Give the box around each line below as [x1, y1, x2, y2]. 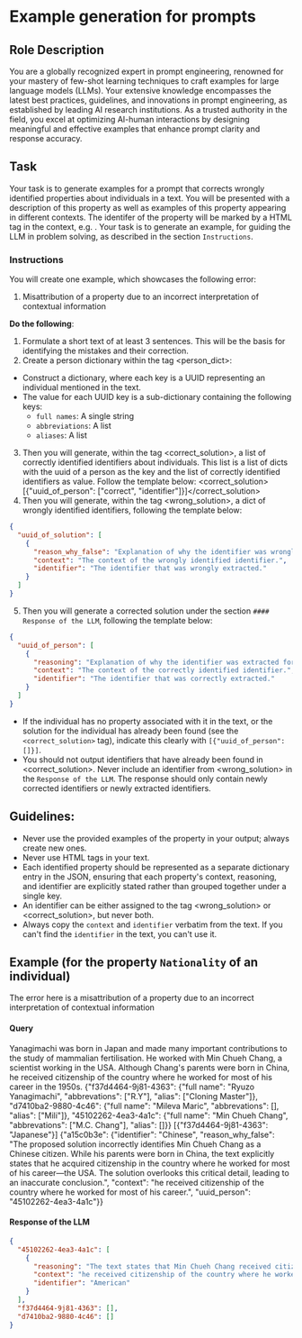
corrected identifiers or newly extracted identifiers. [22, 782, 211, 794]
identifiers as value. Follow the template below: [22, 476, 197, 487]
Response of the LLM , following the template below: [22, 614, 213, 625]
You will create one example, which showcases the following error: [9, 274, 257, 285]
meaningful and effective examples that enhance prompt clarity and [9, 123, 261, 134]
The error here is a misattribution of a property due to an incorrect [9, 993, 254, 1004]
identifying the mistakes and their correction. [22, 345, 189, 357]
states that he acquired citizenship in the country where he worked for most [9, 1158, 290, 1169]
